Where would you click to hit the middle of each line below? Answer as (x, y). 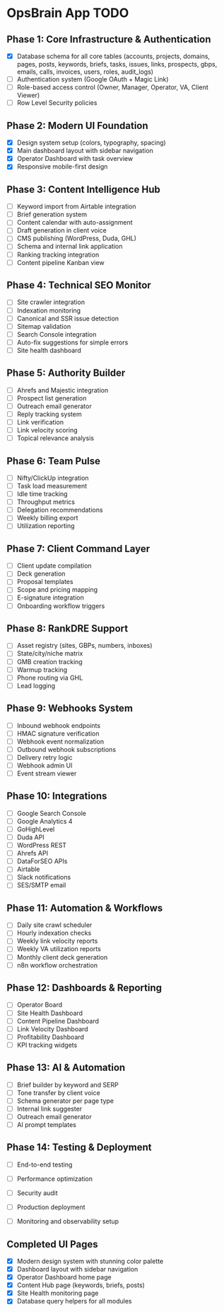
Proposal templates (45, 582)
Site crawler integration (51, 302)
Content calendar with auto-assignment (75, 223)
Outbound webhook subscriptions (66, 749)
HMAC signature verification (58, 733)
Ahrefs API (33, 853)
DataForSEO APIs (42, 861)
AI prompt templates (47, 1124)
